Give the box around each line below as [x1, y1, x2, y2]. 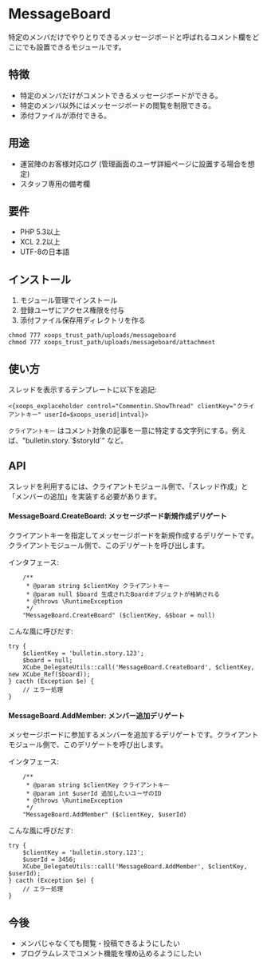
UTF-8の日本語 [19, 247, 70, 256]
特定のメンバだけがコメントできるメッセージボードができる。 [19, 90, 222, 100]
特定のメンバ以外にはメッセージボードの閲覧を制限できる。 [19, 101, 216, 110]
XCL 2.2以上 [19, 237, 61, 247]
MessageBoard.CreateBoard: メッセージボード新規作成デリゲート [8, 511, 227, 521]
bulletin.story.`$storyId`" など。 [25, 436, 128, 445]
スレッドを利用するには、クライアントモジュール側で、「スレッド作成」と [8, 481, 249, 491]
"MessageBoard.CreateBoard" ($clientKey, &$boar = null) [22, 612, 216, 620]
